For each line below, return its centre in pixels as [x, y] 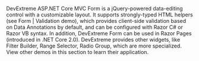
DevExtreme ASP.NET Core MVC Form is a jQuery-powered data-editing [94, 9]
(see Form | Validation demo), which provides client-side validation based [96, 21]
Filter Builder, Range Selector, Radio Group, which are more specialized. [94, 46]
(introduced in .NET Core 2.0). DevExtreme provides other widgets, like [93, 40]
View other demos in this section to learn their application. [78, 52]
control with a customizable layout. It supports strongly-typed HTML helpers [99, 15]
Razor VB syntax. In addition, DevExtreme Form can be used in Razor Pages [99, 33]
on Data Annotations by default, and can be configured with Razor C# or [94, 27]
